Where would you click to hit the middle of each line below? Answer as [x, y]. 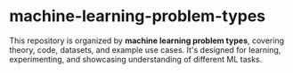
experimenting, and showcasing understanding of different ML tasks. [136, 59]
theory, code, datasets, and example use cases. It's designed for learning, [145, 49]
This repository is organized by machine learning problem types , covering [147, 40]
